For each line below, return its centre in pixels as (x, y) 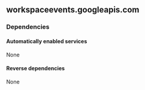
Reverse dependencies (35, 68)
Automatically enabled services (47, 41)
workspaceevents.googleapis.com (73, 10)
